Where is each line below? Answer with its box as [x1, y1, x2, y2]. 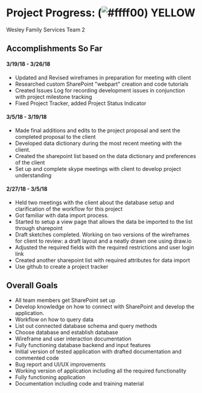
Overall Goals [6, 281, 58, 291]
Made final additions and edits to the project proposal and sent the [14, 127, 181, 134]
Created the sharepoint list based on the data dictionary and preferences [14, 152, 197, 159]
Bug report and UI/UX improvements [14, 360, 106, 368]
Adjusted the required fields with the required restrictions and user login [14, 243, 194, 251]
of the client [14, 159, 45, 166]
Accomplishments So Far [6, 43, 103, 54]
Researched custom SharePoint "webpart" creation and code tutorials [14, 80, 189, 88]
